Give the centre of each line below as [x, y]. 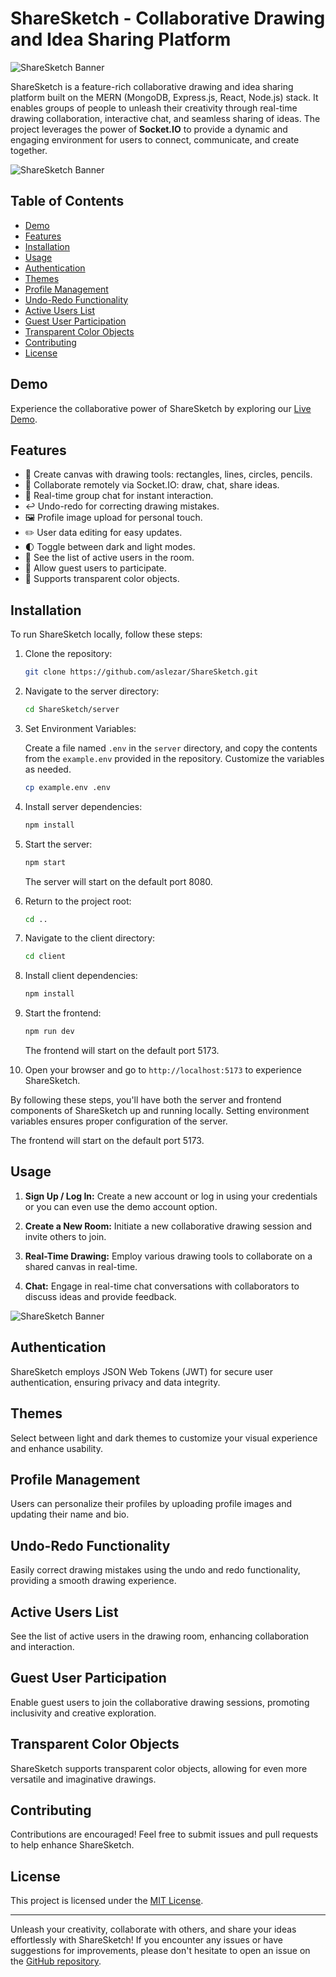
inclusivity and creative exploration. [83, 1713]
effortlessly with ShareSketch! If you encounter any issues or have [147, 1940]
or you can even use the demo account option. [121, 1206]
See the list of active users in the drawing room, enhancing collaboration [160, 1636]
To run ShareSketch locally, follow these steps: [106, 634]
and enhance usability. [56, 1448]
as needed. [48, 769]
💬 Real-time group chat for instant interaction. [119, 496]
